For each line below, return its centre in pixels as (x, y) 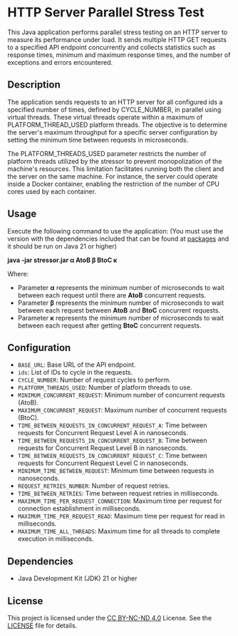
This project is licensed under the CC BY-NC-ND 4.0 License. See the (110, 618)
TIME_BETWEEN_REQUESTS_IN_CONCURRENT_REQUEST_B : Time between (113, 440)
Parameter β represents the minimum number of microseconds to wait (121, 303)
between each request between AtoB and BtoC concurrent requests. (119, 310)
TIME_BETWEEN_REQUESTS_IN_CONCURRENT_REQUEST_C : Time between (113, 456)
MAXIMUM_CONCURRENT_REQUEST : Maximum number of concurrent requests (122, 410)
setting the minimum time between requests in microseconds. (98, 140)
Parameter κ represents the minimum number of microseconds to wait (121, 318)
